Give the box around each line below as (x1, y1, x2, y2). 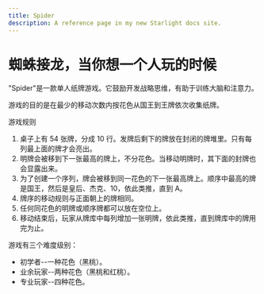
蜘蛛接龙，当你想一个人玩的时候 (8, 56, 217, 74)
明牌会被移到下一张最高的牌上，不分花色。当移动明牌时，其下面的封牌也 (19, 154, 256, 164)
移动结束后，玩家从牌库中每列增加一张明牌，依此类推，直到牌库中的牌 (19, 214, 250, 223)
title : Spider (8, 11, 55, 20)
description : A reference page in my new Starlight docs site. (8, 19, 222, 27)
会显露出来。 (19, 164, 62, 173)
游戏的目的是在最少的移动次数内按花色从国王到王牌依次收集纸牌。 (8, 100, 224, 110)
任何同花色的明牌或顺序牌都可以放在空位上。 (19, 203, 166, 213)
